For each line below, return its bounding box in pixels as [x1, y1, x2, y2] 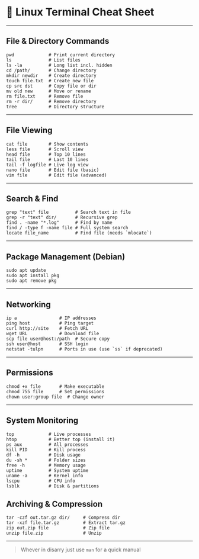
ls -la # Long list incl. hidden [6, 62, 113, 68]
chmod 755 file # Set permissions [6, 388, 105, 394]
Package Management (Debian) [6, 252, 126, 262]
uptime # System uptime [6, 467, 89, 473]
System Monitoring [6, 416, 79, 426]
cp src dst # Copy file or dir [6, 83, 97, 89]
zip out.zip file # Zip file [6, 525, 110, 531]
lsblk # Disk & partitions [6, 483, 99, 489]
